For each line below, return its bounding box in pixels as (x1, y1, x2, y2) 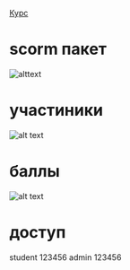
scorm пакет (9, 39, 108, 59)
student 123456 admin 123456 (9, 251, 122, 263)
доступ (9, 222, 66, 242)
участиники (9, 100, 103, 120)
